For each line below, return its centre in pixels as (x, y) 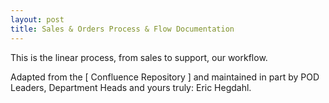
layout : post (37, 19)
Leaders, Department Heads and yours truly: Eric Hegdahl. (131, 87)
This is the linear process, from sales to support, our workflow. (139, 57)
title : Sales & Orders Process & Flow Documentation (122, 29)
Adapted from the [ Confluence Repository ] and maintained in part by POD (165, 77)
